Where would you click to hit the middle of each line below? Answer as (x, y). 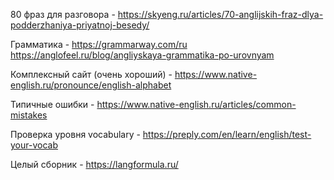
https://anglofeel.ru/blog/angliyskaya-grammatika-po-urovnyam (142, 55)
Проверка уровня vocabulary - (75, 134)
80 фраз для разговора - (63, 14)
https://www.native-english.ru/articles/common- (196, 104)
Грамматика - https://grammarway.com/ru (99, 44)
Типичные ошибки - (52, 104)
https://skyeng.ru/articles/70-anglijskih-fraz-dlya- (220, 14)
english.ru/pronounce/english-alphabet (91, 85)
